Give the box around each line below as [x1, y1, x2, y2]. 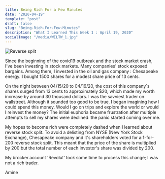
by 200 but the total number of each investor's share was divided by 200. [5, 145, 154, 151]
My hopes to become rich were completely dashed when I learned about [5, 124, 153, 130]
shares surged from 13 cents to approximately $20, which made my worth [5, 88, 155, 94]
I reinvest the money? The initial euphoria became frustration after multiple [5, 109, 157, 115]
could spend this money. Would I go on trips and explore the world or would [5, 104, 159, 110]
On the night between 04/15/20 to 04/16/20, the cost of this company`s [5, 83, 150, 89]
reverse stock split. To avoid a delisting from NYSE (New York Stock [5, 129, 143, 135]
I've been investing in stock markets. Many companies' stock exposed [5, 63, 148, 69]
